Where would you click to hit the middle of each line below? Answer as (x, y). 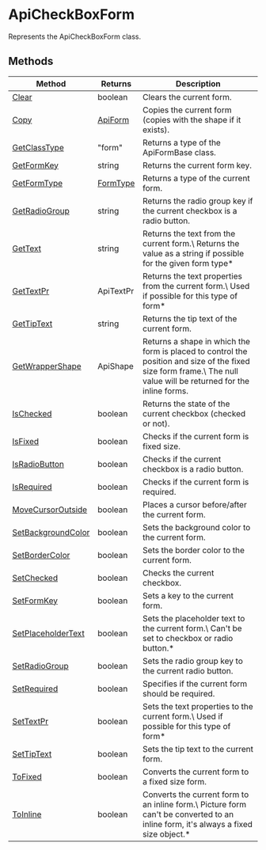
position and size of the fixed (196, 361)
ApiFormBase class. (179, 152)
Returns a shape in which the (196, 341)
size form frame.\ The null (190, 371)
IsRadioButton (38, 464)
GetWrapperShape (47, 366)
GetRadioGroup (41, 211)
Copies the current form (187, 110)
